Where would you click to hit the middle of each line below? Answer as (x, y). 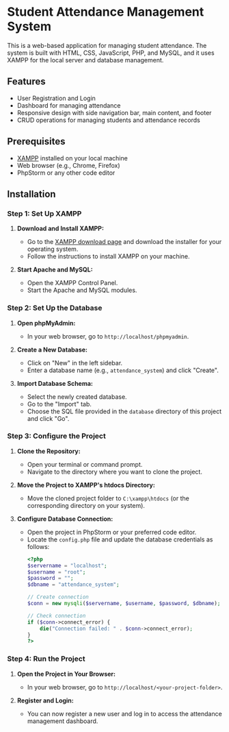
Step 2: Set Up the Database (55, 308)
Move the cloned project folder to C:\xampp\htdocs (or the (108, 498)
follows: (38, 546)
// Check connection (56, 615)
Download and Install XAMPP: (60, 229)
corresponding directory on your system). (86, 505)
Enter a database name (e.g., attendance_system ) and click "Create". (123, 370)
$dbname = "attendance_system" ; (73, 585)
